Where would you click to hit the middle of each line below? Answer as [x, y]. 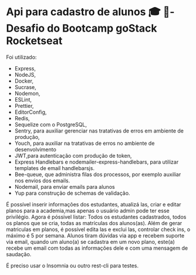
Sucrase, [25, 87]
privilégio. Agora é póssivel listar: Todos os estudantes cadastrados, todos [96, 217]
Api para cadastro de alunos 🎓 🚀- [90, 12]
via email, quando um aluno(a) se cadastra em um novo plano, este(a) [90, 242]
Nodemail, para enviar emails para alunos [65, 186]
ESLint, [23, 99]
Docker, [24, 81]
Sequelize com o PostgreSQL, [50, 124]
